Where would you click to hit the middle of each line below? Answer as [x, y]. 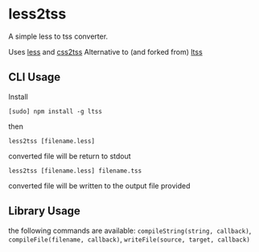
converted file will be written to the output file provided [99, 185]
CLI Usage [35, 77]
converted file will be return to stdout [70, 156]
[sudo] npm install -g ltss [55, 111]
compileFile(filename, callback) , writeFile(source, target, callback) [129, 239]
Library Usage [44, 211]
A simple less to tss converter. [58, 36]
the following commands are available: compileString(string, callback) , [130, 230]
